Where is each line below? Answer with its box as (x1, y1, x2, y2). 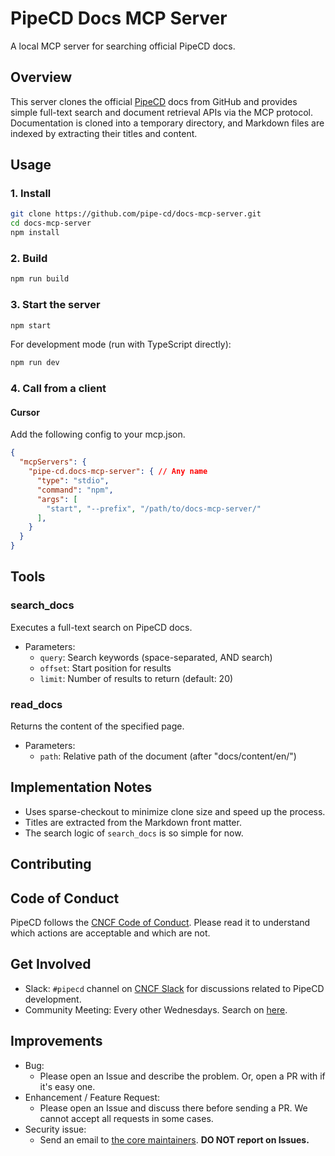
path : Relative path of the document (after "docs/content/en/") (39, 750, 297, 762)
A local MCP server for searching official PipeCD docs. (10, 40, 236, 52)
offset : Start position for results (39, 662, 172, 674)
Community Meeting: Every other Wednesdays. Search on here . (24, 1003, 288, 1016)
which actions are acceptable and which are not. (10, 927, 211, 939)
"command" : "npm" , (36, 485, 114, 495)
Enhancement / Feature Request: (24, 1091, 161, 1103)
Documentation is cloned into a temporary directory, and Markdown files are (10, 117, 325, 129)
